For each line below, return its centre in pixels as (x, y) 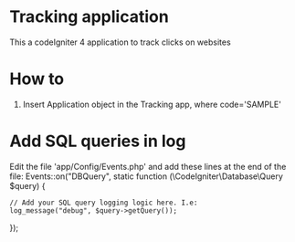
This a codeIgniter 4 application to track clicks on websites (120, 42)
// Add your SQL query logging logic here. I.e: (104, 203)
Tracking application (89, 17)
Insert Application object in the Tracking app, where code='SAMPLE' (152, 104)
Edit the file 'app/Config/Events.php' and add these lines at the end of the (148, 166)
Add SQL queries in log (98, 141)
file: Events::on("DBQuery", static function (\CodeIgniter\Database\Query (146, 176)
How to (37, 79)
